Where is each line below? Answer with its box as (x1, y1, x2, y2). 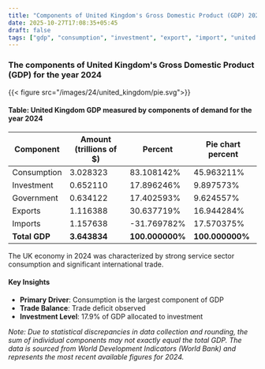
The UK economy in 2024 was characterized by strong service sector (8, 251, 235, 260)
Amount (80, 133, 112, 144)
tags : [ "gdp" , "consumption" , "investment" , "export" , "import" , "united (8, 33, 256, 42)
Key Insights (8, 278, 50, 287)
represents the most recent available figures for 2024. (8, 352, 185, 361)
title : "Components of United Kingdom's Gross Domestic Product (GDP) (8, 11, 245, 20)
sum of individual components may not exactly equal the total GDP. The (8, 335, 242, 345)
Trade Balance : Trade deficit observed (19, 303, 146, 312)
